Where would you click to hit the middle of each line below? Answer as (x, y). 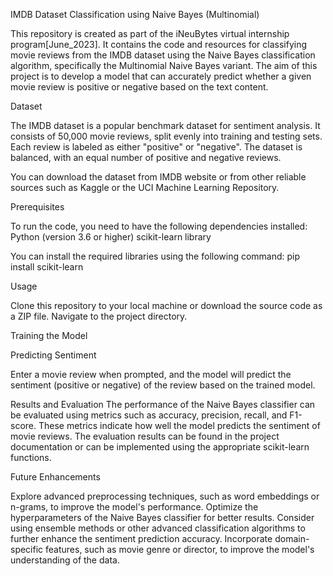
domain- (292, 538)
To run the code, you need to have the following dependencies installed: (159, 226)
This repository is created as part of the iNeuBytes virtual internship (150, 33)
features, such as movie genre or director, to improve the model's (180, 549)
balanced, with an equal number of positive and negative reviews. (146, 157)
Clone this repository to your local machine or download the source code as (166, 305)
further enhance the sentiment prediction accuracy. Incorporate (141, 538)
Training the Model (49, 335)
